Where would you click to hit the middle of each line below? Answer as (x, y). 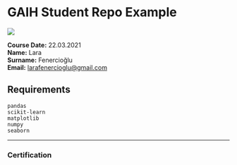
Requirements (39, 90)
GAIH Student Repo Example (92, 12)
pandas (17, 106)
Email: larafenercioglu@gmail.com (57, 67)
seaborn (19, 130)
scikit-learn (26, 112)
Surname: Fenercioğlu (40, 60)
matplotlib (23, 118)
